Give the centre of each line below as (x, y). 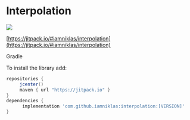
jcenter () (32, 84)
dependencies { (25, 101)
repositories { (25, 78)
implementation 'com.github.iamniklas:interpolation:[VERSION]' (103, 106)
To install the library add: (37, 68)
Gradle (14, 56)
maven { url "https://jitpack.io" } (65, 90)
